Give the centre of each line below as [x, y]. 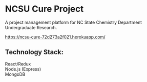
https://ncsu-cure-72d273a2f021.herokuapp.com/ [55, 37]
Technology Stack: [34, 52]
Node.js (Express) [23, 69]
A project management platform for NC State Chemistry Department [73, 22]
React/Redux [18, 64]
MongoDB [15, 74]
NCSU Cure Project [44, 9]
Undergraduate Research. [31, 27]
